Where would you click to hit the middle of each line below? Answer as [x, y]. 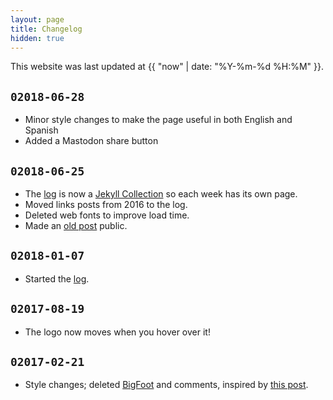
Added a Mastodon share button [91, 141]
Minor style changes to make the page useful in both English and [158, 120]
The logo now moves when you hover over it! [117, 332]
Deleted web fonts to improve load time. [107, 215]
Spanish [41, 130]
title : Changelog [46, 29]
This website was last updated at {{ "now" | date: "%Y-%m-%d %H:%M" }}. [167, 67]
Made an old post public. [76, 225]
